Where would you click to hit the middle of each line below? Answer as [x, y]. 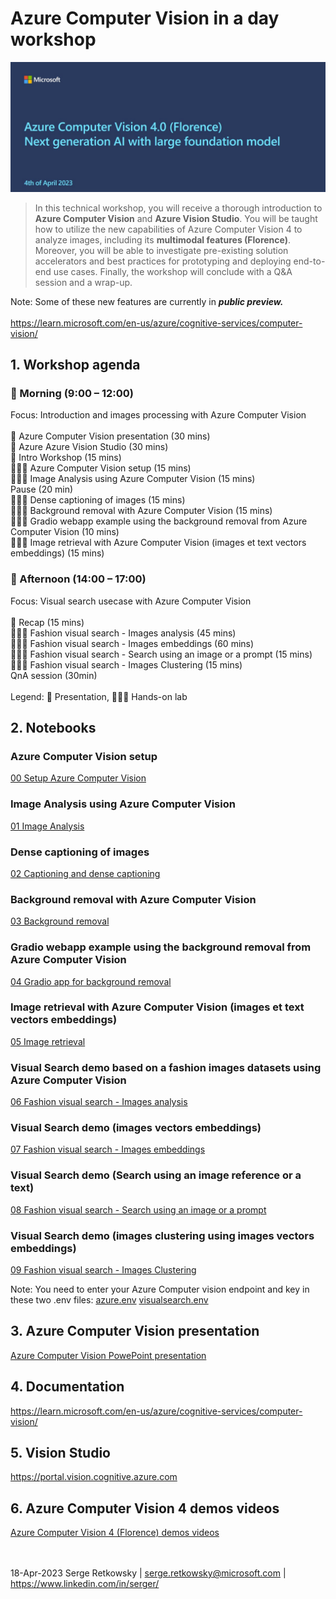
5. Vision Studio [60, 1453]
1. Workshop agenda [75, 365]
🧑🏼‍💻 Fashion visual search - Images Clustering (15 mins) [126, 664]
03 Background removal [60, 921]
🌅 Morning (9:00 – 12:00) [72, 393]
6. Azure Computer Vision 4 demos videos [145, 1508]
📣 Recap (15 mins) [47, 622]
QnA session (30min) [54, 675]
